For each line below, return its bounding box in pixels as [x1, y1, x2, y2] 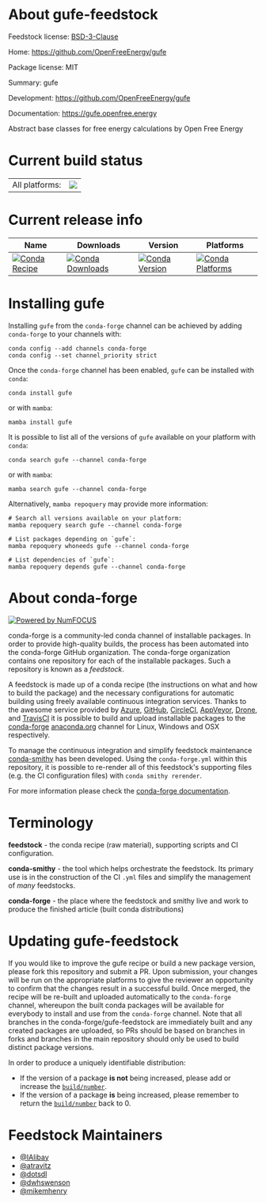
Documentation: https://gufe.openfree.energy [8, 108, 158, 118]
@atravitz [19, 1160, 51, 1170]
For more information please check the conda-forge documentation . [8, 786, 231, 795]
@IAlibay [19, 1152, 49, 1162]
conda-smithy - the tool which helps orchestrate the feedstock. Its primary [8, 863, 254, 873]
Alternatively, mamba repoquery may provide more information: [8, 499, 208, 508]
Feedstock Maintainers [8, 1126, 163, 1144]
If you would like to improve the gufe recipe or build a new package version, [8, 958, 256, 968]
